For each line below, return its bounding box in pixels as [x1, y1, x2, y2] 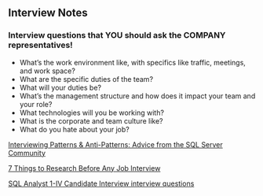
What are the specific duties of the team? [19, 74, 154, 83]
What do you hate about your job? [19, 124, 130, 134]
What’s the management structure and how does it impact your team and [19, 91, 256, 101]
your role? [19, 99, 53, 109]
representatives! [8, 39, 73, 50]
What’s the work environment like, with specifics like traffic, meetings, [19, 57, 246, 67]
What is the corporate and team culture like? [19, 116, 163, 125]
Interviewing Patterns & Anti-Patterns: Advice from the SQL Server [8, 139, 224, 149]
